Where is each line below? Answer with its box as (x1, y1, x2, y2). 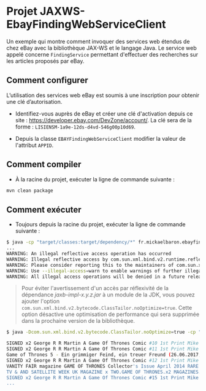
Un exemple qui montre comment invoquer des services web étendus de (6, 38, 190, 45)
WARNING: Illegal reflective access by (6, 256, 109, 263)
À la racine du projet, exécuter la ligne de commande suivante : (15, 175, 175, 183)
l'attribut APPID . (15, 141, 54, 149)
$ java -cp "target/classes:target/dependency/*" (6, 239, 136, 245)
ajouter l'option (21, 298, 60, 305)
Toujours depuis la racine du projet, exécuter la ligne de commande (15, 221, 186, 228)
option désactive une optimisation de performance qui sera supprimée (21, 310, 200, 318)
